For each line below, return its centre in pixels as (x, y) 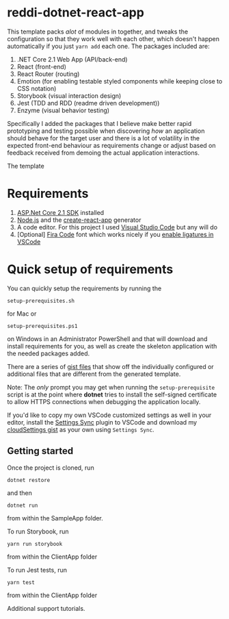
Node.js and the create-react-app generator (79, 220)
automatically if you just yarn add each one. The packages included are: (108, 46)
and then (19, 493)
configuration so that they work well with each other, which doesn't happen (113, 38)
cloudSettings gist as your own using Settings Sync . (81, 429)
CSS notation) (37, 88)
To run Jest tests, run (37, 570)
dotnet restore (29, 480)
